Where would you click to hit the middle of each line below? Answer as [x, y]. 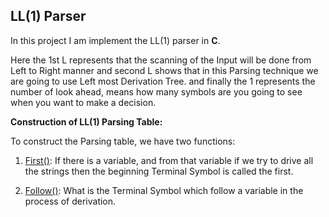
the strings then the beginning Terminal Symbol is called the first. [159, 171]
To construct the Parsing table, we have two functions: [123, 141]
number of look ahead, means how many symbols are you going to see [156, 91]
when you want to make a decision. [83, 102]
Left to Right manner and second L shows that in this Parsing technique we [164, 70]
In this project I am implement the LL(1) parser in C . [115, 40]
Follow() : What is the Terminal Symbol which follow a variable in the [164, 190]
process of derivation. [70, 201]
